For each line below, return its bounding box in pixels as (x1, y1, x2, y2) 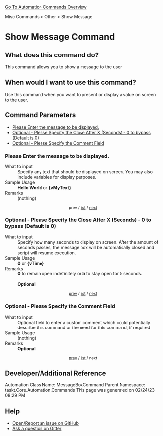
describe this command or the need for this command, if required (17, 325, 151, 330)
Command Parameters (5, 111, 76, 119)
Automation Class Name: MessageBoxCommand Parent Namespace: (5, 382, 146, 388)
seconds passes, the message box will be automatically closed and (17, 245, 155, 251)
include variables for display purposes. (17, 174, 97, 180)
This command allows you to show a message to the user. (5, 64, 123, 70)
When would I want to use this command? (5, 78, 137, 87)
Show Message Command (5, 31, 115, 43)
